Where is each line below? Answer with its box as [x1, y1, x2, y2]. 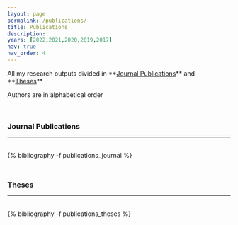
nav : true [7, 43, 37, 50]
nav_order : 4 [7, 50, 46, 57]
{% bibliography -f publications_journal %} [7, 151, 132, 159]
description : [7, 30, 46, 37]
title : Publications [7, 23, 69, 30]
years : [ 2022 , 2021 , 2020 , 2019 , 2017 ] [7, 37, 113, 44]
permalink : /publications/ [7, 17, 87, 24]
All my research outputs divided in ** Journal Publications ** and [7, 69, 195, 78]
